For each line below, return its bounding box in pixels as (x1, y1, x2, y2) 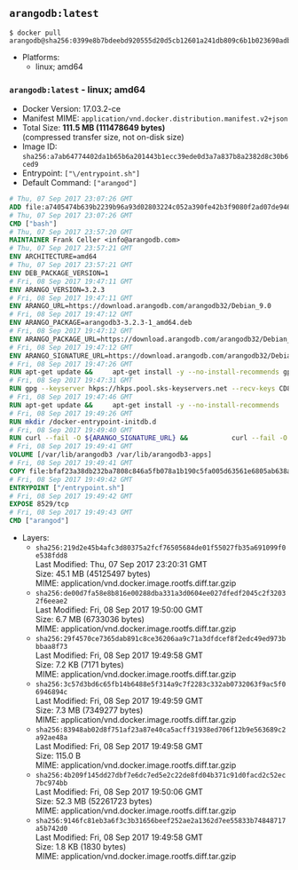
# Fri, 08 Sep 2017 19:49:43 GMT (9, 508, 133, 518)
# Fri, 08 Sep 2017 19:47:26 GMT (9, 360, 133, 368)
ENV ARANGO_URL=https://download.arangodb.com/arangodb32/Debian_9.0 (9, 302, 272, 311)
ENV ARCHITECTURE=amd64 (9, 252, 98, 261)
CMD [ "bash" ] (9, 219, 58, 228)
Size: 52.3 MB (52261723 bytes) (35, 796, 153, 807)
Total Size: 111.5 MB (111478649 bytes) (21, 123, 166, 133)
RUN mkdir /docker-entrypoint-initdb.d (9, 417, 157, 426)
